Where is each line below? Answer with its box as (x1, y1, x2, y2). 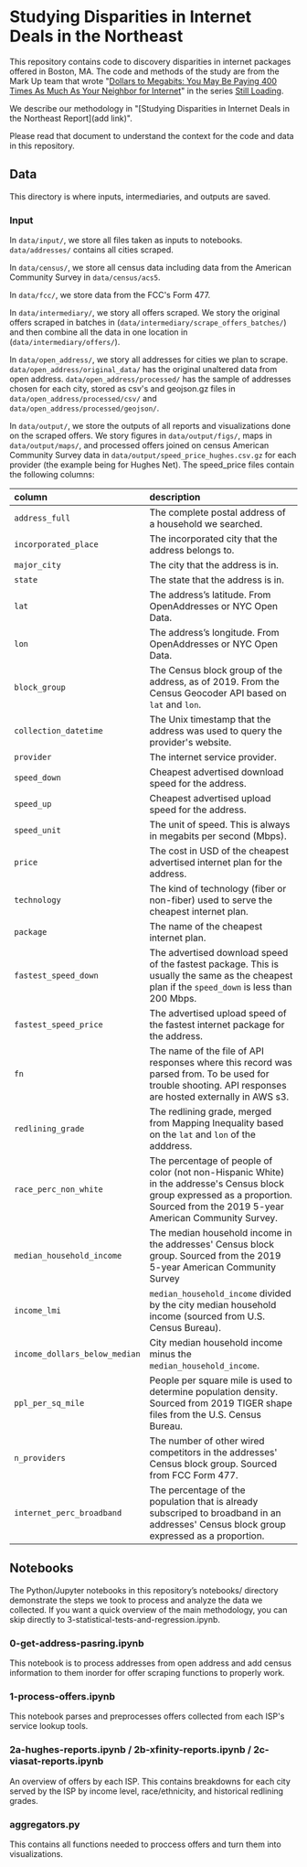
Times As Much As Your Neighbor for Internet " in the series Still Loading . (9, 85, 284, 96)
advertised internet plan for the (149, 856, 283, 869)
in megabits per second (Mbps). (149, 830, 288, 842)
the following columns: (9, 469, 95, 480)
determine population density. (149, 1386, 279, 1399)
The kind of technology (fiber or (149, 883, 287, 896)
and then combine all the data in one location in (9, 327, 188, 338)
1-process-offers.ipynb (9, 1690, 116, 1703)
